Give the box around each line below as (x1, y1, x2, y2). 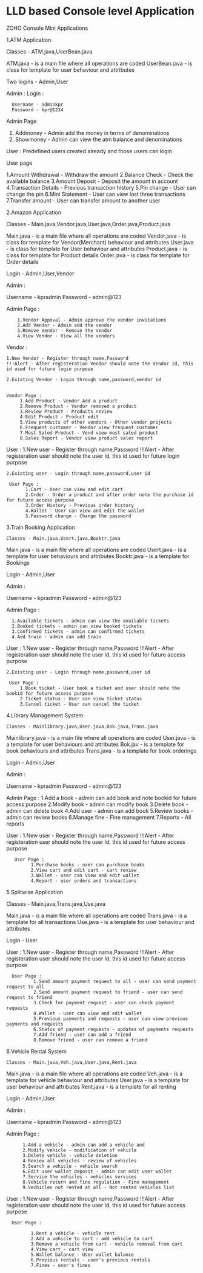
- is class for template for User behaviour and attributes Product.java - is (6, 245, 187, 252)
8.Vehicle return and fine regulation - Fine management (22, 1179, 170, 1185)
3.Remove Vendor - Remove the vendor (17, 327, 113, 334)
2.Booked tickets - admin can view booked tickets (12, 623, 142, 629)
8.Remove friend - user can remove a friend (33, 1037, 148, 1043)
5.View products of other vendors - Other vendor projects (19, 419, 172, 425)
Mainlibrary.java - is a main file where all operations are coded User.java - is (6, 734, 196, 741)
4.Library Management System (6, 711, 84, 719)
